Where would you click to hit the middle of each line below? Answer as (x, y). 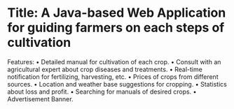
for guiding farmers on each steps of (116, 28)
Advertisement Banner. (40, 99)
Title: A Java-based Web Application (117, 13)
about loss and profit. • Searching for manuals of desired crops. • (102, 92)
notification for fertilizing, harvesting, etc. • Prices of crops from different (113, 77)
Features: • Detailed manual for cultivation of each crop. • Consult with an (114, 61)
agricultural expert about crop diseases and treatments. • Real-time (105, 69)
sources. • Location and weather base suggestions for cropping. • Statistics (117, 84)
